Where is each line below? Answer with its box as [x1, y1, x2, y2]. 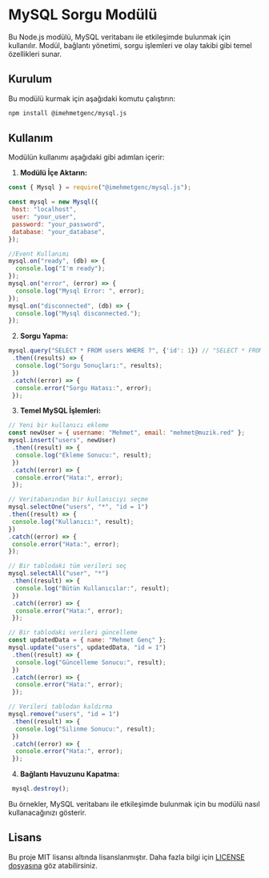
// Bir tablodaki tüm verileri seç [8, 562, 127, 570]
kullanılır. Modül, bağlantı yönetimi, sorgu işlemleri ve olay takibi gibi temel [8, 40, 252, 50]
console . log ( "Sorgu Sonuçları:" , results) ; [15, 362, 163, 370]
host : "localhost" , [11, 206, 78, 214]
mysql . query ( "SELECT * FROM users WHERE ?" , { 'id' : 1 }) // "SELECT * [8, 347, 246, 355]
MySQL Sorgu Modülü [8, 6, 158, 24]
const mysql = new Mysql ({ [8, 198, 98, 206]
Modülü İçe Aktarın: [19, 168, 88, 178]
